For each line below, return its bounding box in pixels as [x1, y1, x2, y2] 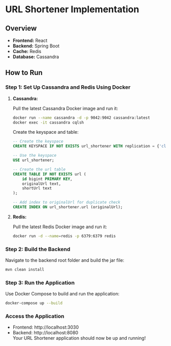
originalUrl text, [22, 181, 61, 186]
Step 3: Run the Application [5, 279, 75, 286]
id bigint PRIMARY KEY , [22, 176, 72, 182]
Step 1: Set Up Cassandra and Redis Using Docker [5, 84, 131, 91]
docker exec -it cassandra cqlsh [12, 120, 84, 125]
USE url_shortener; [12, 158, 55, 163]
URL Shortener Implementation [5, 4, 139, 15]
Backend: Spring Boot [12, 43, 60, 49]
